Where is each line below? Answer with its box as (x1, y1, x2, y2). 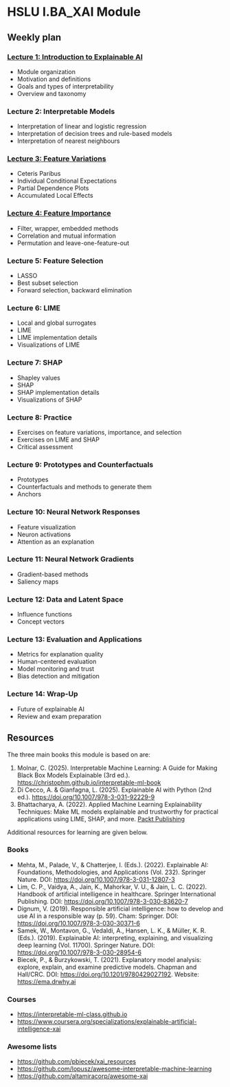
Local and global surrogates (16, 319, 97, 327)
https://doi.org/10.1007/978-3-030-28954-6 (16, 948, 142, 957)
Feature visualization (16, 523, 76, 531)
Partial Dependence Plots (16, 184, 89, 192)
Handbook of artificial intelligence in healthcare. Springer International (16, 890, 216, 898)
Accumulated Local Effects (16, 192, 94, 200)
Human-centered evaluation (16, 657, 97, 666)
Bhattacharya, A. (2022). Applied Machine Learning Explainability (16, 800, 203, 808)
